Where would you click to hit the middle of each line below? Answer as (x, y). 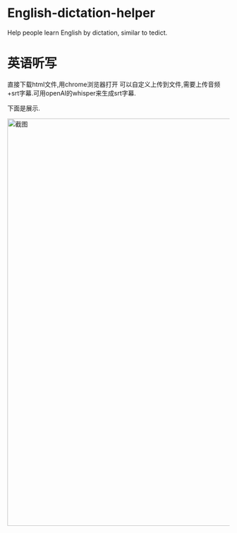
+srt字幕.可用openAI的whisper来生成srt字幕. (72, 93)
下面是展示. (24, 108)
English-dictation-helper (81, 13)
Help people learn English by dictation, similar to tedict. (87, 33)
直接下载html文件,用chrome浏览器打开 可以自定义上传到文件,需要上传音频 (114, 84)
